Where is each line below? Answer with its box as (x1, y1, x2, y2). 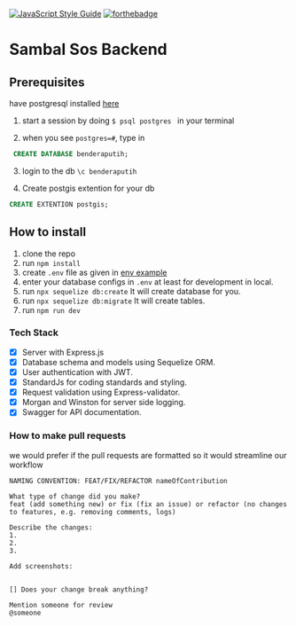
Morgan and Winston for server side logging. (21, 397, 186, 408)
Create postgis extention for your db (21, 183, 155, 193)
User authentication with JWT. (21, 366, 133, 377)
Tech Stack (9, 326, 59, 339)
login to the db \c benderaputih (21, 165, 137, 176)
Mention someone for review (9, 600, 113, 609)
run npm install (21, 257, 82, 268)
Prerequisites (9, 74, 85, 90)
